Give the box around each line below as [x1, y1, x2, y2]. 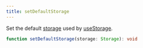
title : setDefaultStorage [6, 8, 69, 15]
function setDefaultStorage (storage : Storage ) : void [6, 36, 138, 42]
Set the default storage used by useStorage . [6, 25, 113, 32]
